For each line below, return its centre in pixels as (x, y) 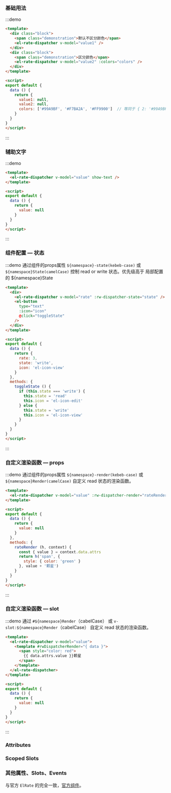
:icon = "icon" (33, 311)
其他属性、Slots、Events (36, 773)
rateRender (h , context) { (43, 547)
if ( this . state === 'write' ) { (52, 391)
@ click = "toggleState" (42, 316)
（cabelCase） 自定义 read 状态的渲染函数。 (104, 627)
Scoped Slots (22, 758)
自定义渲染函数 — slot (32, 609)
